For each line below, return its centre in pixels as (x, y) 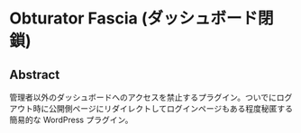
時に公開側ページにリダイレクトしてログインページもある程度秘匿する (163, 108)
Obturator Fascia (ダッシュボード (134, 18)
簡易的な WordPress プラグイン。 (71, 120)
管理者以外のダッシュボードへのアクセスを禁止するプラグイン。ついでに (143, 97)
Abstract (35, 74)
